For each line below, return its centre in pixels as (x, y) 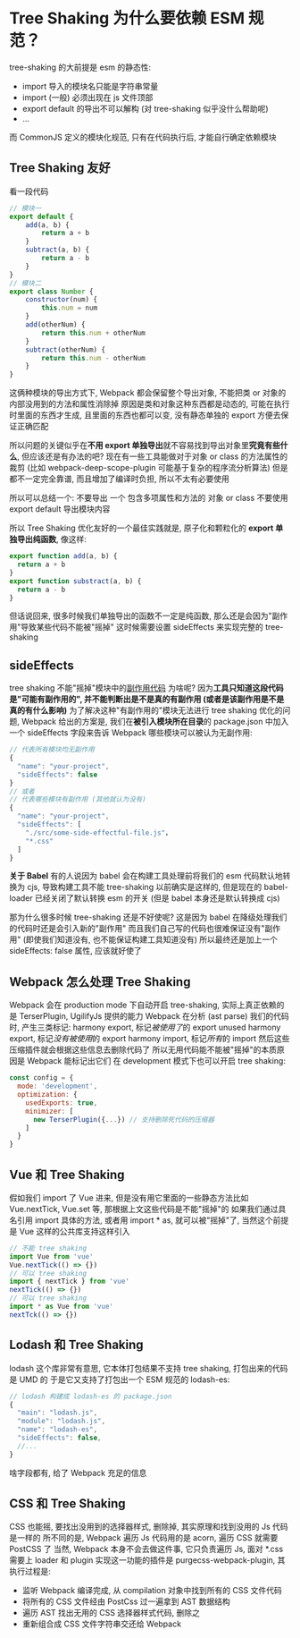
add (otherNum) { (56, 325)
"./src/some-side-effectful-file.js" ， (99, 833)
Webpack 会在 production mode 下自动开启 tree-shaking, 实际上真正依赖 (143, 1005)
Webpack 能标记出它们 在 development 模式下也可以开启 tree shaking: (156, 1061)
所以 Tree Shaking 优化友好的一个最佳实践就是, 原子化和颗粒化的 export (142, 528)
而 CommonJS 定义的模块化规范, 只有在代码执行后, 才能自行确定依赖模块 (143, 137)
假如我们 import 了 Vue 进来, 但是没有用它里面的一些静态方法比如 (129, 1197)
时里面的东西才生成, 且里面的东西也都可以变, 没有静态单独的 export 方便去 (145, 415)
